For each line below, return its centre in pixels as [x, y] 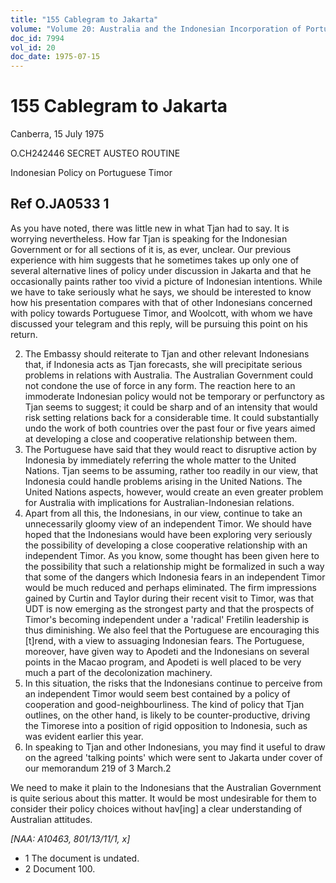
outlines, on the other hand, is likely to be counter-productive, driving [167, 715]
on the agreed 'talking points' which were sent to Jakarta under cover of [173, 757]
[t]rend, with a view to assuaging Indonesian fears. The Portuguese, [164, 640]
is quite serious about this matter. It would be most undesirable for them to [163, 798]
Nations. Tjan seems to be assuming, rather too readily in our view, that [171, 470]
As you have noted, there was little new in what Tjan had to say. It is [150, 228]
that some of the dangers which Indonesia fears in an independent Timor [175, 577]
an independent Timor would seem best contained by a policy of [157, 693]
